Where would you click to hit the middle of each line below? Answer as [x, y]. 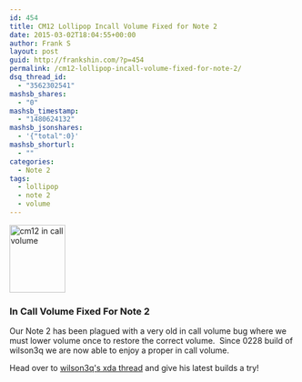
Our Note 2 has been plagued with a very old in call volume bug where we [148, 331]
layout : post [34, 52]
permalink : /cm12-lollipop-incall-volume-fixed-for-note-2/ [126, 69]
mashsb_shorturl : [42, 145]
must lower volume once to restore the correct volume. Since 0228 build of [151, 341]
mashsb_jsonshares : [46, 128]
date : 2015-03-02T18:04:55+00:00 [73, 35]
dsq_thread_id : [38, 77]
